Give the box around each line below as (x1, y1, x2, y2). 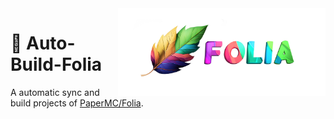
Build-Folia (10, 53, 103, 76)
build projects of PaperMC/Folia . (10, 97, 144, 109)
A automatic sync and (10, 86, 100, 98)
